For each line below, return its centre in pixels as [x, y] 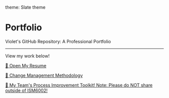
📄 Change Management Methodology [44, 75]
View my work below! [27, 56]
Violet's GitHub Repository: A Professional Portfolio [58, 41]
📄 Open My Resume [26, 65]
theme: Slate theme [25, 7]
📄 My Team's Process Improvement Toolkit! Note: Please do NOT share [79, 85]
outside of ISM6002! [26, 90]
